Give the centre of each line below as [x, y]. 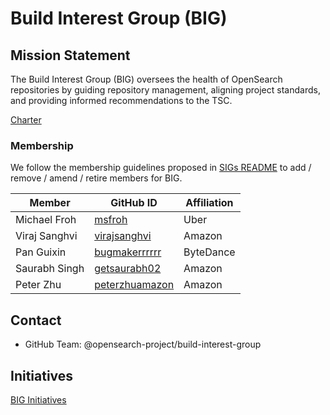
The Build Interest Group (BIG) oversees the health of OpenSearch [146, 79]
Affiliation [209, 203]
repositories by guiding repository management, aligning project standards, [165, 90]
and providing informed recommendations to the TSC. [121, 100]
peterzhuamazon [134, 285]
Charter [26, 120]
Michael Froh [46, 220]
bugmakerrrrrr [128, 252]
